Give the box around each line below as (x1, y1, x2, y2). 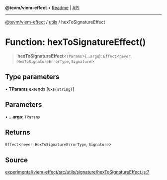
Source (5, 156, 28, 164)
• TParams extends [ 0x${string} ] (5, 86, 75, 92)
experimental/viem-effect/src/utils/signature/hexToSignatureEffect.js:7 (5, 169, 150, 175)
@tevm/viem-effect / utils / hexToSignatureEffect (5, 19, 105, 25)
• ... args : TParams (5, 114, 41, 120)
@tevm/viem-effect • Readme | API (5, 5, 80, 10)
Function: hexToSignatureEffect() (5, 36, 146, 48)
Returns (5, 128, 31, 137)
